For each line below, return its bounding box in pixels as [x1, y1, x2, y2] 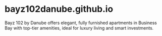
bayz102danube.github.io [4, 3, 113, 15]
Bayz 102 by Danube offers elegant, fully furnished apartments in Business [4, 20, 157, 26]
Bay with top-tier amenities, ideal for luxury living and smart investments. [4, 25, 154, 31]
